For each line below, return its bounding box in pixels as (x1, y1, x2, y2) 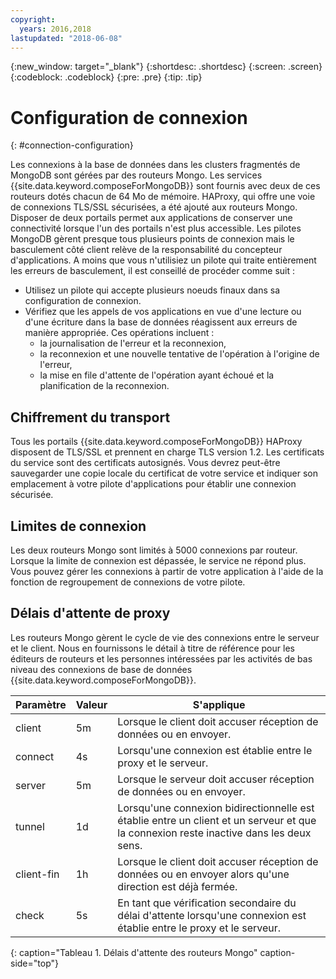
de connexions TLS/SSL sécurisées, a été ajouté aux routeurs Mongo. (10, 201, 298, 213)
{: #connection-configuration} (10, 139, 134, 151)
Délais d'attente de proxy (10, 605, 171, 622)
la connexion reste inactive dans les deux (117, 826, 312, 840)
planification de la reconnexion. (39, 380, 170, 392)
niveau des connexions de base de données (10, 663, 193, 675)
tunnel (15, 819, 45, 833)
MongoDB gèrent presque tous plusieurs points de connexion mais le (10, 233, 295, 245)
